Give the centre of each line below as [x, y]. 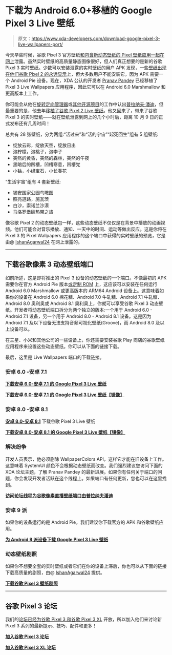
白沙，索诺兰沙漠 [31, 205]
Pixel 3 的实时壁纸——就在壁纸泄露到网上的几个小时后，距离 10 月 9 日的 [82, 117]
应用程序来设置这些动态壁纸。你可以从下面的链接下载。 [63, 346]
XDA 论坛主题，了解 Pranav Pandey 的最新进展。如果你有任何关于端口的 [81, 472]
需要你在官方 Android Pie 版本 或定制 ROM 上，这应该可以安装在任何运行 [81, 284]
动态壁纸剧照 [21, 554]
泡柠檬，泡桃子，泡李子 [37, 151]
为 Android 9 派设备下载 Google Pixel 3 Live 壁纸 [57, 539]
